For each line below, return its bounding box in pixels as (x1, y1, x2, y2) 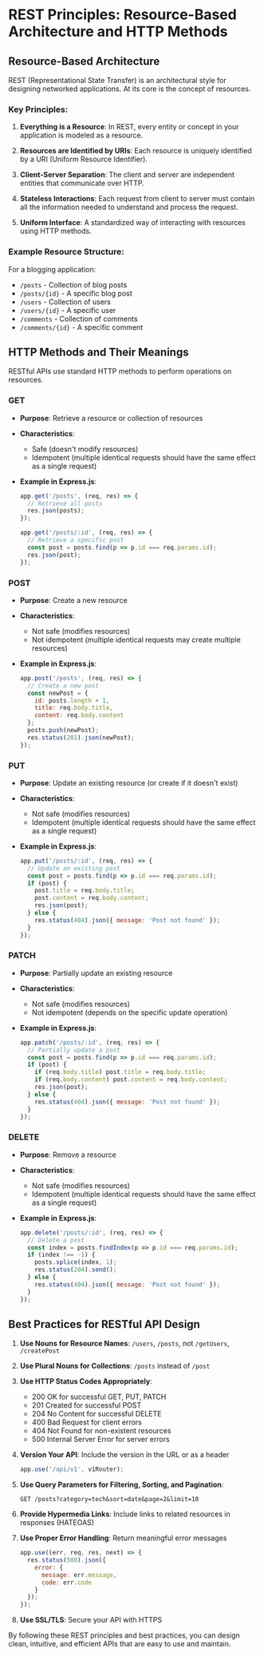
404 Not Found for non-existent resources (31, 1426, 171, 1436)
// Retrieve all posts (27, 499, 103, 508)
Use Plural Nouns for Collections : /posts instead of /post (19, 1361, 211, 1371)
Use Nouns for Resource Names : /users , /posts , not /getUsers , (19, 1339, 230, 1349)
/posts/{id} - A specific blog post (19, 288, 133, 298)
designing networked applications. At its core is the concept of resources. (8, 84, 251, 93)
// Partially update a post (27, 1046, 121, 1054)
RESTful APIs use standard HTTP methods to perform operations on (8, 366, 232, 376)
